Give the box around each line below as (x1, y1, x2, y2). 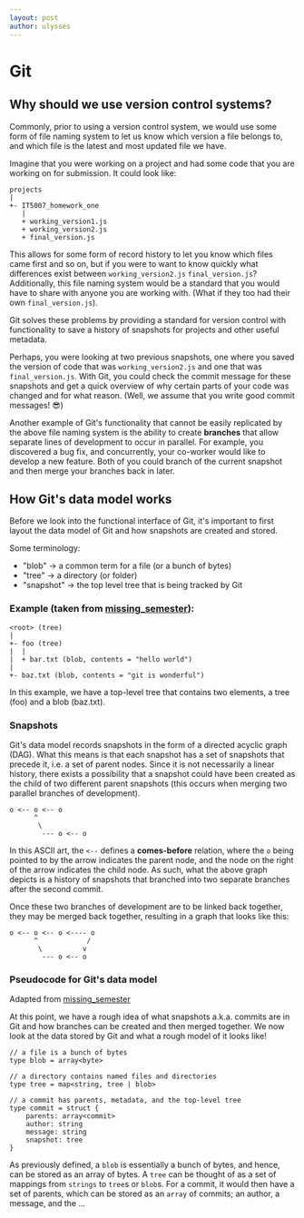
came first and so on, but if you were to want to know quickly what (9, 258, 259, 269)
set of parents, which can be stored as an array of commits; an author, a (9, 1188, 280, 1199)
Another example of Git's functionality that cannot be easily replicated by (9, 417, 283, 427)
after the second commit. (9, 883, 103, 894)
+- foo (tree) (9, 639, 64, 648)
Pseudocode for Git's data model (9, 973, 158, 986)
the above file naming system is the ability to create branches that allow (9, 427, 279, 437)
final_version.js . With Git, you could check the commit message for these (9, 370, 292, 381)
